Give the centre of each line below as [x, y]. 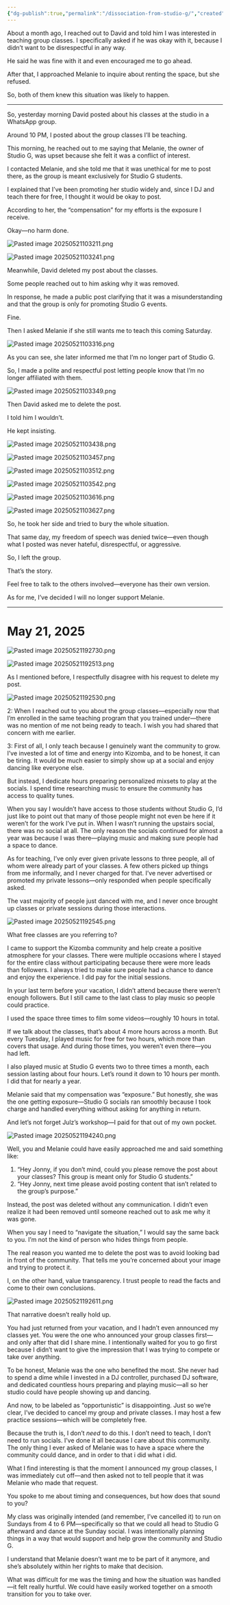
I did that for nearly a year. [44, 1081]
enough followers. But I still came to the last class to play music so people [111, 997]
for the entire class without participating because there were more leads [109, 962]
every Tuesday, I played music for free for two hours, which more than [106, 1038]
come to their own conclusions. [51, 1288]
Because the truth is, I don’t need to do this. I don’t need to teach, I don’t [109, 1433]
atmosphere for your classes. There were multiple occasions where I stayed [114, 955]
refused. [19, 81]
